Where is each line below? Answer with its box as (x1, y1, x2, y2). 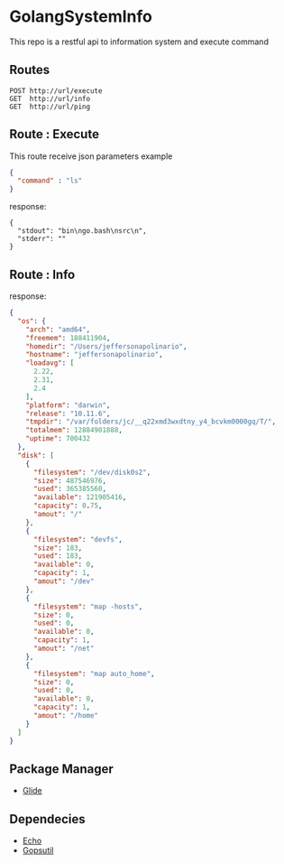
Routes (9, 62, 50, 78)
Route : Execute (9, 126, 99, 142)
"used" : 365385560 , (32, 485, 106, 494)
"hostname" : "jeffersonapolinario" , (25, 350, 164, 359)
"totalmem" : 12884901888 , (25, 426, 124, 435)
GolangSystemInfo (9, 6, 153, 27)
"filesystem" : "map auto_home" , (32, 669, 155, 678)
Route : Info (9, 266, 76, 282)
